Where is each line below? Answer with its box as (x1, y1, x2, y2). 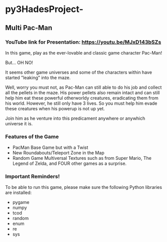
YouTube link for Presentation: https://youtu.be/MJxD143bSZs (5, 39, 161, 46)
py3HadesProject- (5, 4, 84, 15)
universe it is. (5, 120, 33, 126)
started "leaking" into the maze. (5, 74, 71, 81)
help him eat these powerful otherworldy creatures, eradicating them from (5, 95, 159, 101)
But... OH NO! (5, 59, 34, 66)
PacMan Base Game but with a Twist (12, 144, 89, 151)
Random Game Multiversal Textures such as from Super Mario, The (12, 155, 152, 161)
